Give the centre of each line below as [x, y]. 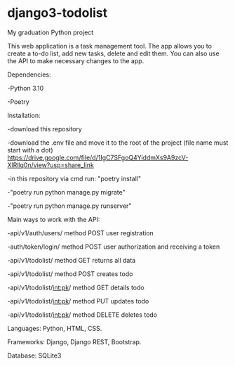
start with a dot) [31, 150]
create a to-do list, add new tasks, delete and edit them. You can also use [113, 53]
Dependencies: [29, 74]
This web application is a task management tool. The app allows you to [110, 46]
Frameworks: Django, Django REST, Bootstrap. [74, 341]
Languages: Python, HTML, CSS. [55, 328]
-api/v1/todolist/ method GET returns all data [72, 260]
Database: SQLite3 [34, 355]
